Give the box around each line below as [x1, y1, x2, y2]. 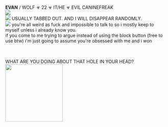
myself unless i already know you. [5, 27, 77, 33]
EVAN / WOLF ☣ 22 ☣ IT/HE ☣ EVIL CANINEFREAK [5, 5, 114, 10]
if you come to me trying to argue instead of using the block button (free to [5, 33, 163, 38]
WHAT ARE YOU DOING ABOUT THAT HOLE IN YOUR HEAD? [5, 59, 134, 64]
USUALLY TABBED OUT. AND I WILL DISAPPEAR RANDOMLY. [11, 15, 142, 21]
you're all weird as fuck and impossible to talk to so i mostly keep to [11, 21, 154, 28]
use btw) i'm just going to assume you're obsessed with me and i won [5, 38, 152, 44]
